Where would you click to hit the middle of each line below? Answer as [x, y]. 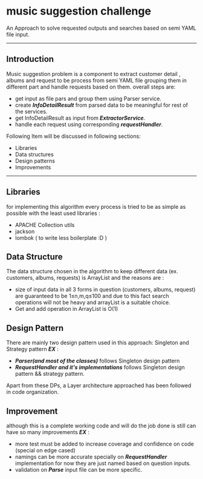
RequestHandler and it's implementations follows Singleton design [100, 367]
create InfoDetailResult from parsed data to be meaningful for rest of [101, 105]
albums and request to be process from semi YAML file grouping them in [97, 80]
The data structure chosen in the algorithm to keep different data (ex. [92, 271]
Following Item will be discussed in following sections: [73, 136]
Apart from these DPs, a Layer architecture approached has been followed [99, 386]
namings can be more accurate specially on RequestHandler [91, 457]
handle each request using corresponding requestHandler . [89, 124]
